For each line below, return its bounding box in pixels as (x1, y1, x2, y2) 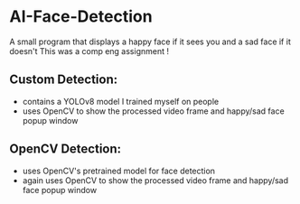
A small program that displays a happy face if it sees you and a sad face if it (9, 36, 291, 47)
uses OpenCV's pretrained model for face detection (22, 165, 215, 176)
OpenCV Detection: (9, 142, 122, 157)
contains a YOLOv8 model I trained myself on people (22, 96, 220, 107)
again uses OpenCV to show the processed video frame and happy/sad (22, 174, 289, 186)
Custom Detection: (9, 72, 118, 88)
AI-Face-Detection (9, 6, 153, 27)
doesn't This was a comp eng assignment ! (9, 45, 170, 56)
